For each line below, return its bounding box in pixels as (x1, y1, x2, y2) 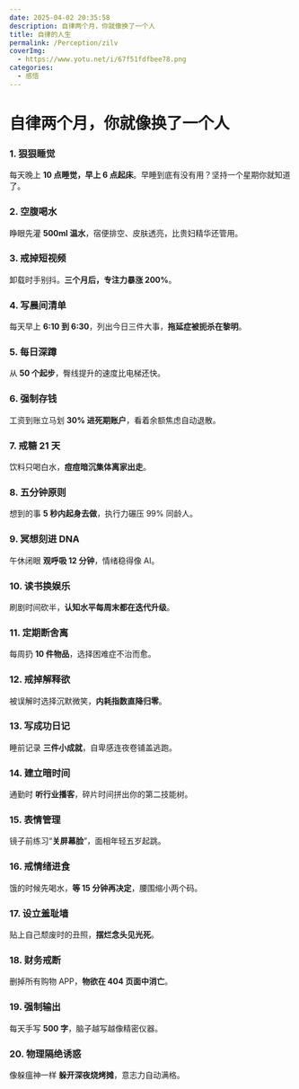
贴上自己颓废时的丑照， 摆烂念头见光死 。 (9, 929, 159, 940)
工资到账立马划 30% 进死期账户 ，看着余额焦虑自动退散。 (9, 414, 221, 425)
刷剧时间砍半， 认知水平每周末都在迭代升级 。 (9, 601, 175, 612)
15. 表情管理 (9, 814, 61, 827)
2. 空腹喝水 (9, 206, 57, 218)
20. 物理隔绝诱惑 (9, 1048, 82, 1060)
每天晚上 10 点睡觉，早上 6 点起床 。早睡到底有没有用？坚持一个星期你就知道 (9, 170, 291, 181)
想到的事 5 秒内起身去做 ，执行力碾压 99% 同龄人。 (9, 509, 198, 519)
